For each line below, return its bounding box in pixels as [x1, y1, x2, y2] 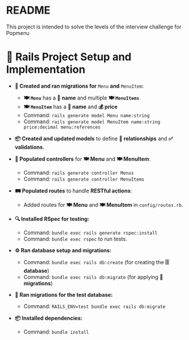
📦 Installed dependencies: [14, 315, 83, 322]
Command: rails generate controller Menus [23, 169, 134, 176]
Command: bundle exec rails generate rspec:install [23, 229, 158, 236]
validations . [14, 143, 44, 150]
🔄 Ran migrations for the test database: [14, 291, 113, 298]
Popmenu [6, 29, 30, 36]
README [6, 4, 51, 17]
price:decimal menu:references [23, 124, 101, 130]
